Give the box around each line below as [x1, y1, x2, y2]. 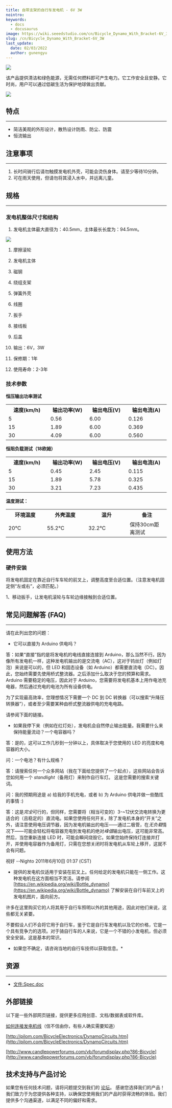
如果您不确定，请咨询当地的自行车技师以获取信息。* [13, 945, 123, 951]
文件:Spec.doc [13, 981, 44, 987]
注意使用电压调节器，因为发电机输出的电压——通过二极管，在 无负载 [19, 822, 162, 828]
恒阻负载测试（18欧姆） [6, 446, 56, 452]
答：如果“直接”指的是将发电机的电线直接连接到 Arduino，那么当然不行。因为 [6, 652, 166, 658]
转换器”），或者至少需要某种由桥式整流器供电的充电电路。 [6, 701, 127, 707]
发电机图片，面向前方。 [13, 894, 63, 900]
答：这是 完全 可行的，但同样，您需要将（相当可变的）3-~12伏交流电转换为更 [6, 809, 166, 815]
